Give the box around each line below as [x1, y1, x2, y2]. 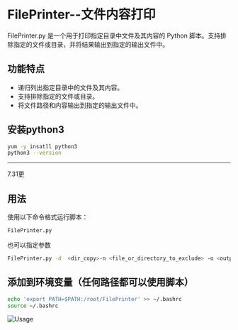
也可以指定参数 [7, 241, 51, 249]
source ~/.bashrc [7, 302, 59, 309]
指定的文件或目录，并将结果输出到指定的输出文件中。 [13, 40, 169, 48]
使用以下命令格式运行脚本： [7, 213, 89, 221]
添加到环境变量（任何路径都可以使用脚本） [7, 276, 193, 288]
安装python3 [7, 123, 65, 136]
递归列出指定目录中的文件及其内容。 [17, 83, 124, 92]
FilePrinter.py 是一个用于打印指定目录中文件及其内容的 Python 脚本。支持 [7, 31, 221, 40]
